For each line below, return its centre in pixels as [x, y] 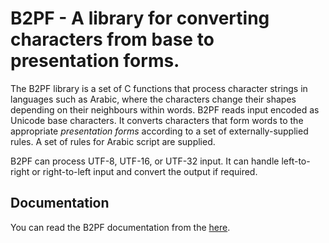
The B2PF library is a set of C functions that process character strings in [159, 88]
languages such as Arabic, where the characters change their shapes [153, 99]
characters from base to [112, 39]
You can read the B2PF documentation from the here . [120, 227]
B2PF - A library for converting [140, 18]
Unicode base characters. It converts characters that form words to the [157, 120]
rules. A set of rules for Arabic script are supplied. [113, 141]
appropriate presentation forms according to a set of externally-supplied [159, 131]
